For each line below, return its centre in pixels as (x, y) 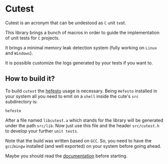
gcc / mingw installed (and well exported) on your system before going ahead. (83, 146)
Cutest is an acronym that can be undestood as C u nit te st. (66, 23)
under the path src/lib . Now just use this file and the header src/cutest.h (82, 125)
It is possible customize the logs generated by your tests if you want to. (79, 63)
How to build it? (30, 79)
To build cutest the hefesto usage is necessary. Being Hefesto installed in (81, 91)
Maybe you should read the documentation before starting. (66, 156)
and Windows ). (19, 53)
